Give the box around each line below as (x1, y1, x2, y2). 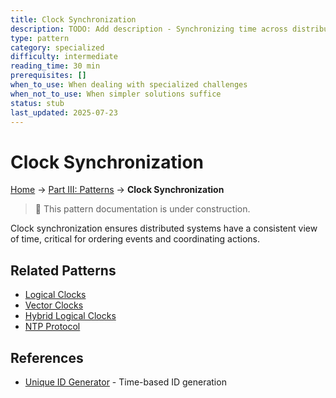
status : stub (10, 98, 65, 108)
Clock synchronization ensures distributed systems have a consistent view (10, 222, 318, 235)
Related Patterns (10, 262, 117, 279)
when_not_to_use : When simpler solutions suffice (10, 89, 222, 99)
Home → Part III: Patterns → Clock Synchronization (10, 184, 225, 196)
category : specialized (10, 42, 105, 53)
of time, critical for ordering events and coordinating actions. (10, 233, 261, 245)
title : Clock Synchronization (10, 14, 137, 25)
